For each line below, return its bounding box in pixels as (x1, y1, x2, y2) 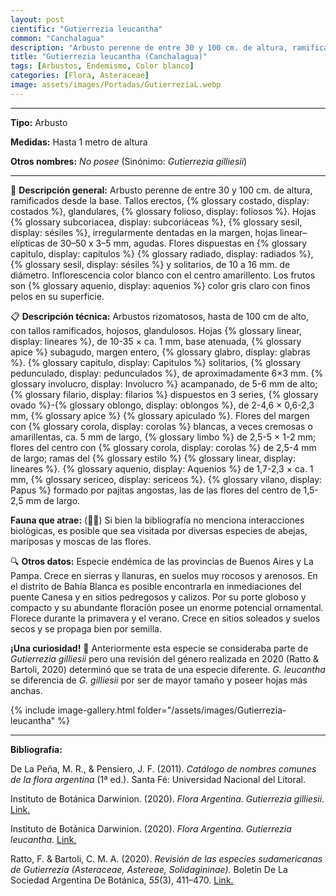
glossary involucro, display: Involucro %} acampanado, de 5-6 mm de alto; (10, 377, 318, 390)
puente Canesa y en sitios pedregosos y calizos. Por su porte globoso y (10, 591, 307, 603)
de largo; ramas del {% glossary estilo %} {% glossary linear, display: (10, 452, 297, 464)
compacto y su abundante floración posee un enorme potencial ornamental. (10, 601, 324, 613)
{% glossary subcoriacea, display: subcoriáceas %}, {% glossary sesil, (10, 216, 303, 228)
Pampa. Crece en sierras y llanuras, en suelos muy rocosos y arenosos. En (10, 569, 318, 581)
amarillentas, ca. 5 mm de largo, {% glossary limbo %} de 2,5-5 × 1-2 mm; (10, 431, 317, 443)
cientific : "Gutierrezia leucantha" (10, 24, 163, 34)
